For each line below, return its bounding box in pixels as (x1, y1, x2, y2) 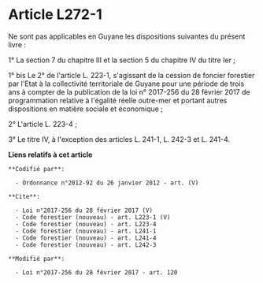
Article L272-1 (8, 6, 102, 24)
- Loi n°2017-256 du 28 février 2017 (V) (15, 207, 154, 214)
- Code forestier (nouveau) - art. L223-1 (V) (15, 213, 171, 222)
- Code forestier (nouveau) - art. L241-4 (15, 234, 157, 242)
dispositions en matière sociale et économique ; (8, 104, 164, 114)
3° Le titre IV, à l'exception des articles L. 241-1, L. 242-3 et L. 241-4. (8, 134, 231, 143)
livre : (8, 39, 26, 49)
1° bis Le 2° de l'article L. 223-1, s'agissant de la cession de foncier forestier (8, 70, 255, 80)
